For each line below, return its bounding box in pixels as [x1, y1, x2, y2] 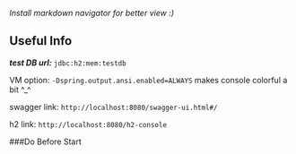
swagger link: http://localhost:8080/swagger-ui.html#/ [9, 101, 218, 112]
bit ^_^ [9, 84, 31, 95]
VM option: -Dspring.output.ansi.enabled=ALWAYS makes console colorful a [9, 74, 288, 85]
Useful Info [9, 33, 73, 48]
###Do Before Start [9, 136, 83, 147]
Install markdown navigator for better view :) [9, 8, 175, 18]
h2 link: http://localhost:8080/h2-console [9, 118, 168, 129]
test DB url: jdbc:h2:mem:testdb [9, 57, 127, 68]
